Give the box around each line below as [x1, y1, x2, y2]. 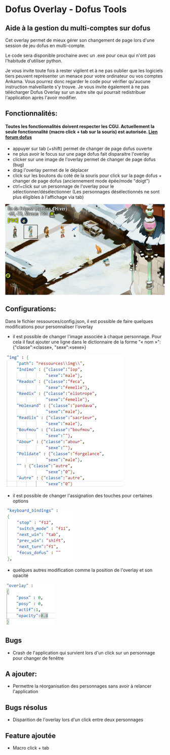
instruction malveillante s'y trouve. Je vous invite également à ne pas [5, 84, 149, 90]
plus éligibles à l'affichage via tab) [12, 194, 84, 200]
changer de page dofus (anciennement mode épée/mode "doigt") [12, 177, 150, 184]
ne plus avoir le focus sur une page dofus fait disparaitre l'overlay [12, 151, 150, 157]
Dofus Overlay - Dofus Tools [5, 4, 127, 15]
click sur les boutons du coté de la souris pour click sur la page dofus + [12, 172, 162, 178]
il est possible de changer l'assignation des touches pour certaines [12, 492, 153, 498]
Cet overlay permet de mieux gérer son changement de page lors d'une [5, 37, 155, 43]
